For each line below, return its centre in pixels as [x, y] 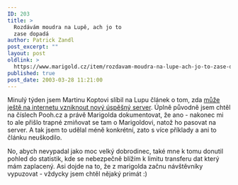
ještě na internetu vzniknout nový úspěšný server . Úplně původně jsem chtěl [119, 108]
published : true [31, 73]
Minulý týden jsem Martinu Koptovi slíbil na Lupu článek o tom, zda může [114, 100]
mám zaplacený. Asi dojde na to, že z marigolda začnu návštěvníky [105, 167]
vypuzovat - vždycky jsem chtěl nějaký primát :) [77, 174]
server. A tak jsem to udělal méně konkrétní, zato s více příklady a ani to [112, 130]
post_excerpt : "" [33, 47]
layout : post [27, 54]
